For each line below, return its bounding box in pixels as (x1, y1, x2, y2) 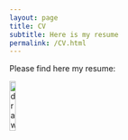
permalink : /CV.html (9, 38, 87, 48)
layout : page (9, 13, 59, 23)
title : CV (9, 22, 47, 31)
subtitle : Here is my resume (9, 30, 119, 39)
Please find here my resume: (9, 63, 116, 74)
